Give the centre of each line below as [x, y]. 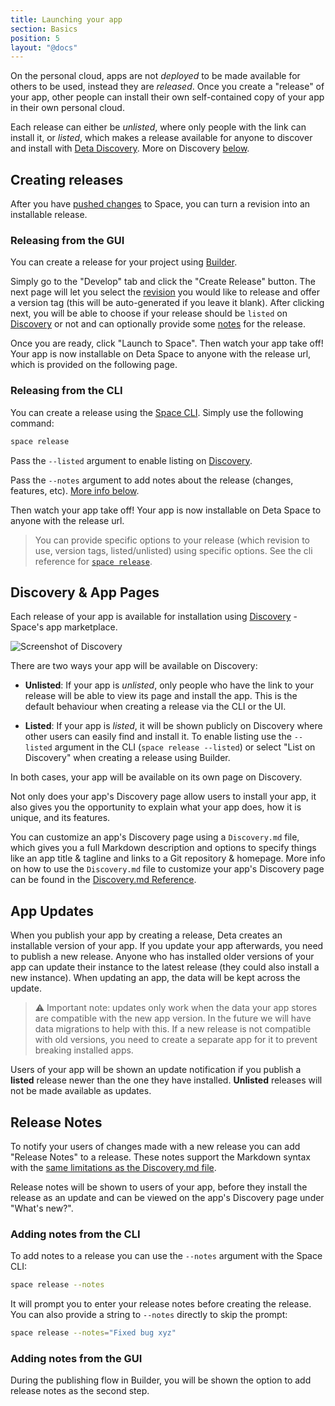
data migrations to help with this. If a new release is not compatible [173, 1029]
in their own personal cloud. [67, 108]
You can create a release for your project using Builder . [124, 262]
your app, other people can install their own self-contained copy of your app [167, 97]
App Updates [52, 911]
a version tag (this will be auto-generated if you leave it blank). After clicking [167, 303]
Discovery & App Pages [85, 592]
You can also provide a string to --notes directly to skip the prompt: [149, 1315]
